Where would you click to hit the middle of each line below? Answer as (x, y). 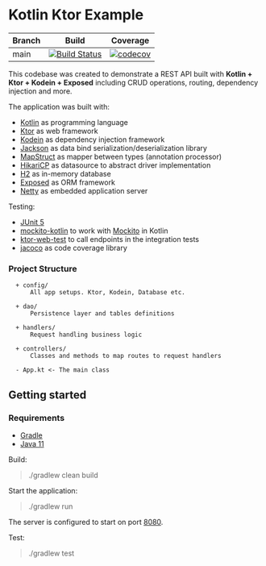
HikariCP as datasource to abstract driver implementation (115, 165)
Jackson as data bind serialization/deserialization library (114, 148)
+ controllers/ (41, 349)
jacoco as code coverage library (73, 248)
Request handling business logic (86, 335)
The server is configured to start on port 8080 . (86, 522)
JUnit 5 (32, 222)
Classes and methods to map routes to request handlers (125, 356)
